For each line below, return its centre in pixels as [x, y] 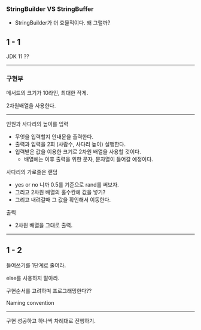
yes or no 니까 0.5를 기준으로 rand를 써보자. [67, 185]
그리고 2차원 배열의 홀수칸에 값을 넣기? [60, 192]
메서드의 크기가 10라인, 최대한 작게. [47, 93]
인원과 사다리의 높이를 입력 [37, 124]
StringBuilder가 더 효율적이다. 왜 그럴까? [63, 23]
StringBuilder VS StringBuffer [50, 9]
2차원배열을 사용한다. [31, 106]
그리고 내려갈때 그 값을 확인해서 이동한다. [63, 200]
